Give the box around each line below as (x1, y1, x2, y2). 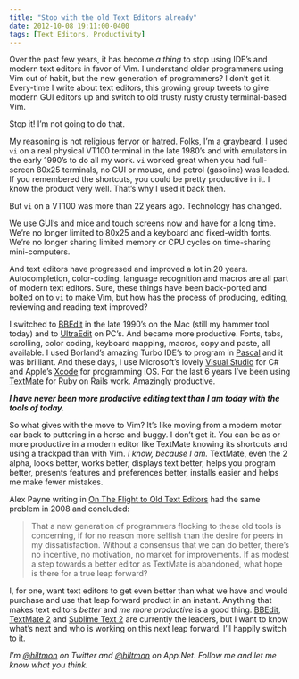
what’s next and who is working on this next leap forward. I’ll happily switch (9, 624, 287, 634)
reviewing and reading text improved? (9, 302, 148, 312)
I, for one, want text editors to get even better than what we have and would (9, 585, 288, 596)
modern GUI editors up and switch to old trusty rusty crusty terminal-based (9, 92, 287, 103)
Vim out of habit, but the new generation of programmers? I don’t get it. (9, 73, 272, 84)
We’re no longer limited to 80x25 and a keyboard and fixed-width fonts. (9, 228, 272, 238)
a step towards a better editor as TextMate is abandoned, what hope (30, 559, 283, 569)
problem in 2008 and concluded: (9, 503, 130, 514)
